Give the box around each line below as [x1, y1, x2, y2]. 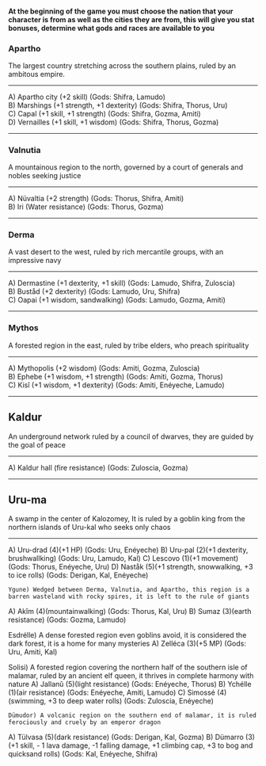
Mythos [8, 322, 39, 333]
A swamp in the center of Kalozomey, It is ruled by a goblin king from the [8, 514, 245, 524]
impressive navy [8, 256, 62, 265]
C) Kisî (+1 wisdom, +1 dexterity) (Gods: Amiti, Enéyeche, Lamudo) [8, 380, 225, 390]
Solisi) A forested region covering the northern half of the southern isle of [8, 662, 248, 673]
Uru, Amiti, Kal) [8, 647, 58, 657]
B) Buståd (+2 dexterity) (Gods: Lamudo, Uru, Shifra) [8, 287, 180, 296]
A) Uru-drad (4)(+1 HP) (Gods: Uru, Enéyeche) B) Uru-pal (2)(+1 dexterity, [8, 545, 249, 554]
